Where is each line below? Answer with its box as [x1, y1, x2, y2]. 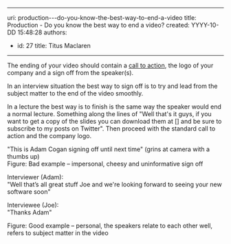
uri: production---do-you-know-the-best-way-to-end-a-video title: [7, 14, 197, 21]
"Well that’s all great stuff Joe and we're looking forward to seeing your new [7, 180, 222, 188]
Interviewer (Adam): [7, 173, 64, 181]
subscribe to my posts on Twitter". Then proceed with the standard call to [7, 124, 216, 133]
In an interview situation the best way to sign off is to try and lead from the [7, 82, 218, 90]
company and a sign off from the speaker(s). [7, 69, 134, 76]
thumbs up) [7, 153, 40, 160]
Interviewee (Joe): [7, 201, 59, 209]
